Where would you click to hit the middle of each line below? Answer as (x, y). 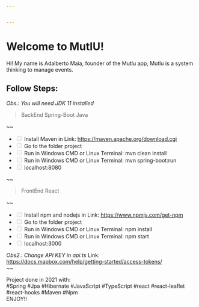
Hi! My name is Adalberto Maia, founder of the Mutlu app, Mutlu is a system (100, 63)
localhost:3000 (43, 243)
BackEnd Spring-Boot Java (54, 114)
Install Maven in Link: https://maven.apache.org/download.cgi (100, 138)
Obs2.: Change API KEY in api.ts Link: (53, 255)
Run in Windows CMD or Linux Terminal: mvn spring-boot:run (100, 160)
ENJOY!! (17, 299)
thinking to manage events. (40, 69)
